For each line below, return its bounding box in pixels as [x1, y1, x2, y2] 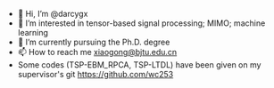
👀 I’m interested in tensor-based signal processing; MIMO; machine [17, 18, 266, 28]
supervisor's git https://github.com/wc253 [17, 69, 174, 79]
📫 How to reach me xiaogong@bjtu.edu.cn [17, 47, 178, 57]
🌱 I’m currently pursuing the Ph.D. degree [17, 36, 170, 47]
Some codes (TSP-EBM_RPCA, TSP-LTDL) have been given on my [17, 60, 262, 70]
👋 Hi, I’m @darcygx [17, 9, 88, 19]
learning [17, 28, 49, 37]
